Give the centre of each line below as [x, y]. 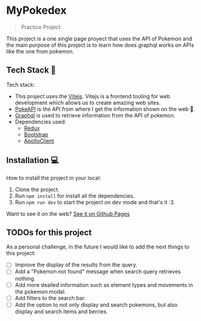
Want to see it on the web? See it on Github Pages [68, 214]
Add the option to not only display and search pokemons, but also [96, 305]
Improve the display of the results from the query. [76, 265]
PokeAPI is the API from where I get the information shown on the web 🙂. [105, 109]
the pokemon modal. [40, 292]
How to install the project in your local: [54, 178]
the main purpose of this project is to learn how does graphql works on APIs [100, 45]
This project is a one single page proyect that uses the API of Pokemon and [99, 38]
